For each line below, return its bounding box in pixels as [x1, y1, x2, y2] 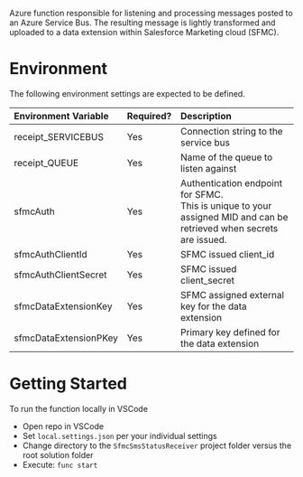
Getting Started [9, 374, 128, 394]
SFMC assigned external [179, 288, 285, 301]
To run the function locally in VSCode [9, 403, 149, 414]
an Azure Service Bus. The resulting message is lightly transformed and [9, 17, 276, 28]
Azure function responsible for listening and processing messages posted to [9, 8, 293, 18]
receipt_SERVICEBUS [14, 130, 104, 143]
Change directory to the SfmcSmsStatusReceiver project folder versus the [22, 440, 292, 451]
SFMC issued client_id [179, 248, 275, 260]
